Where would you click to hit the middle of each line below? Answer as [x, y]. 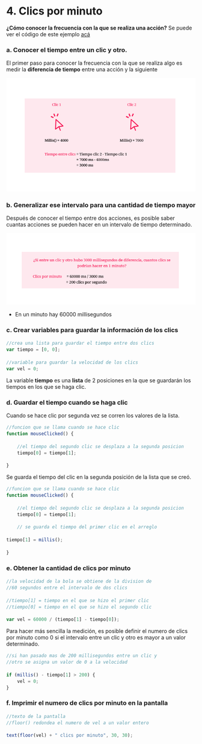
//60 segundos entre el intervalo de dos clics [67, 588]
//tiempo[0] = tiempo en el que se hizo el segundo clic [79, 607]
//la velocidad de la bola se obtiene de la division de [79, 582]
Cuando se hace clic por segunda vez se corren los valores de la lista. [93, 415]
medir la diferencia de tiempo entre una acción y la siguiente [82, 69]
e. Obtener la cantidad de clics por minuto [69, 568]
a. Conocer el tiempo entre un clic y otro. [67, 50]
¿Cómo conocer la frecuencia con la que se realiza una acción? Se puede [99, 28]
